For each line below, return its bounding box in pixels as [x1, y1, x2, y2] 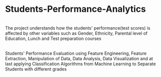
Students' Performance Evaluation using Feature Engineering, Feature [5, 50, 147, 56]
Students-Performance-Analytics [5, 3, 146, 15]
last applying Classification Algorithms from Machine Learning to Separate [5, 61, 156, 67]
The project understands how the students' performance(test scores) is [5, 25, 151, 31]
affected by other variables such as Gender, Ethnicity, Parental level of [5, 30, 148, 36]
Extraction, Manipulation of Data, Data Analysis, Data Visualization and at [5, 55, 154, 61]
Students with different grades [5, 66, 67, 72]
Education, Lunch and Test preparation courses [5, 36, 102, 41]
